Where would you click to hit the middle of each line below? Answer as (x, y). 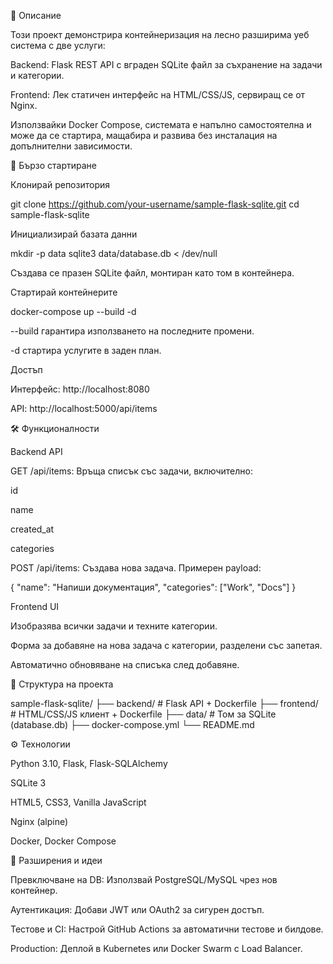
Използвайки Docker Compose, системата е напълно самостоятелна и (161, 124)
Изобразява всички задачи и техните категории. (114, 626)
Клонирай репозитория (60, 184)
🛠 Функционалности (55, 428)
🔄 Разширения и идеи (56, 860)
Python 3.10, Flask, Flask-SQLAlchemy (89, 763)
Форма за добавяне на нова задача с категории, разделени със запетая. (166, 645)
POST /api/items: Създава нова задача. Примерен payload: (136, 568)
